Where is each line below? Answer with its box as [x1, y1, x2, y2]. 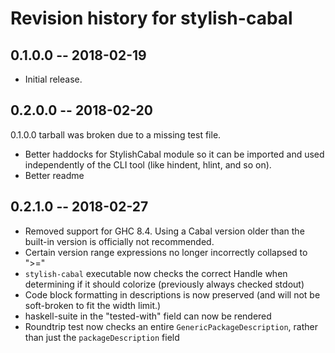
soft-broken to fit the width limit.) [24, 299, 162, 311]
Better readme [24, 169, 85, 181]
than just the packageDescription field [24, 331, 180, 343]
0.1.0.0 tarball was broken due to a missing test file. [10, 128, 222, 141]
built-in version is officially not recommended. [24, 235, 215, 247]
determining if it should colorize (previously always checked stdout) [24, 278, 305, 290]
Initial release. [24, 73, 83, 85]
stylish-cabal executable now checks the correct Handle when [24, 267, 288, 279]
